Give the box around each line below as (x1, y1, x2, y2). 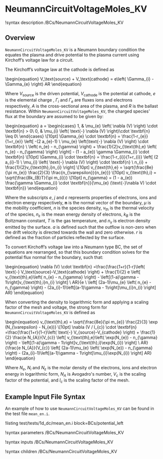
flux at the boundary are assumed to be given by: (5, 114, 104, 120)
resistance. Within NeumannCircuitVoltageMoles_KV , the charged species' (5, 108, 150, 114)
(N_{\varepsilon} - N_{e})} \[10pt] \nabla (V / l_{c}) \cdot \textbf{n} (5, 324, 137, 330)
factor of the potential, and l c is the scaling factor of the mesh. (5, 377, 130, 384)
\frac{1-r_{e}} (121, 133, 148, 140)
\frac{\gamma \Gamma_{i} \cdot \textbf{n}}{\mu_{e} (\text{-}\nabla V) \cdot (5, 180, 157, 186)
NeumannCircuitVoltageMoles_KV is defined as (5, 309, 95, 315)
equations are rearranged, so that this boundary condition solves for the (5, 249, 149, 255)
